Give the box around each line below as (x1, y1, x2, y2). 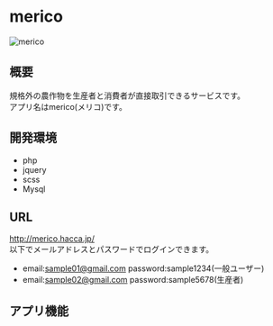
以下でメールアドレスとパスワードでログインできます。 (9, 244, 214, 255)
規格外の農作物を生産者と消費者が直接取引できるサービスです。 (9, 90, 246, 101)
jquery (22, 164, 47, 175)
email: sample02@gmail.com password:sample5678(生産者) (22, 275, 244, 285)
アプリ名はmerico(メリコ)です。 (9, 101, 128, 112)
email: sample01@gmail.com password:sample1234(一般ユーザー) (22, 263, 265, 274)
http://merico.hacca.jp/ (9, 233, 95, 244)
